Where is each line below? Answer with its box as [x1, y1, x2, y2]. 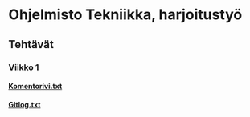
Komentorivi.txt [8, 82, 63, 91]
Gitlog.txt [8, 99, 41, 109]
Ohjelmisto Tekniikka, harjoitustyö [8, 6, 243, 24]
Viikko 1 [8, 62, 39, 73]
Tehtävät [8, 38, 54, 51]
